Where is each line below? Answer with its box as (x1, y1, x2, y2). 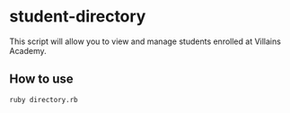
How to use (9, 72, 74, 87)
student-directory (9, 6, 146, 27)
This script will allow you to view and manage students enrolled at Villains (9, 36, 281, 47)
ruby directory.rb (9, 95, 78, 104)
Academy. (9, 45, 47, 56)
